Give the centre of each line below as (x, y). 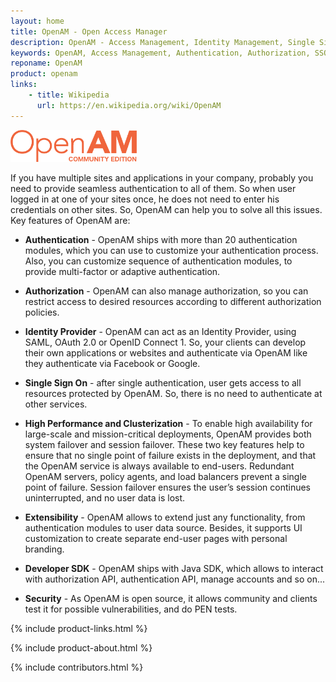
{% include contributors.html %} (77, 667)
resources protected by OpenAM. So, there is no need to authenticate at (173, 393)
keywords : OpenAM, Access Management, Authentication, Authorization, (160, 53)
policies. (42, 312)
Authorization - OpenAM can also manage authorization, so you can (166, 291)
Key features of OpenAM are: (70, 220)
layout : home (37, 21)
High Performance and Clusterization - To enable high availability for (168, 423)
